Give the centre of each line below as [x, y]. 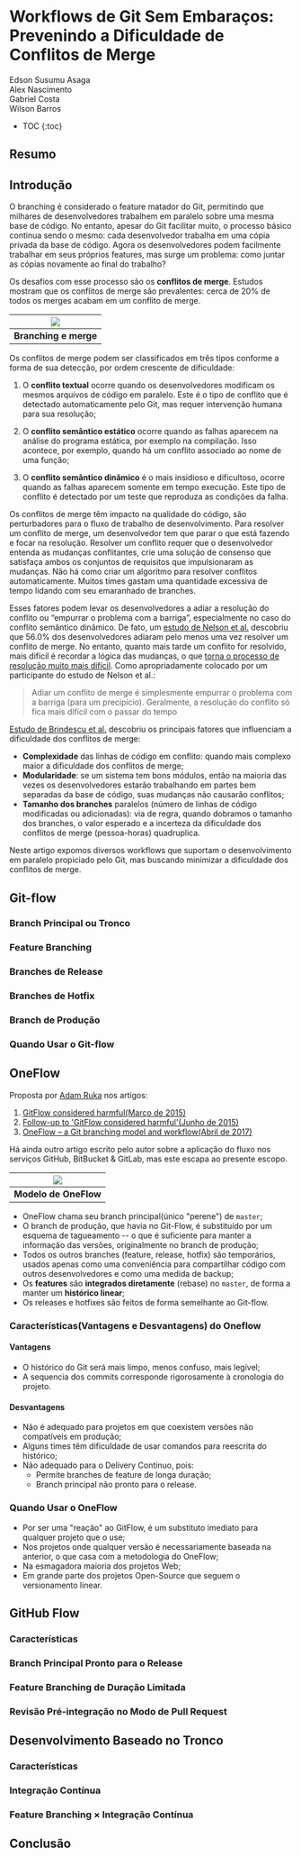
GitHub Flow [44, 1613]
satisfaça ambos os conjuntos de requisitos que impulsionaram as [132, 562]
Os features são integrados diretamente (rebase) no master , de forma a [156, 1283]
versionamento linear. [62, 1585]
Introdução [41, 185]
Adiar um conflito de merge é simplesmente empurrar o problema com [162, 693]
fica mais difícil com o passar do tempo [104, 712]
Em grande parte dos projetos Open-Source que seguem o [131, 1575]
